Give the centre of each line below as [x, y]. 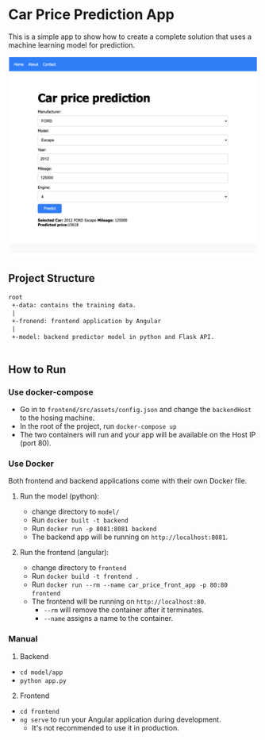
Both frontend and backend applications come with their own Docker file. [128, 481]
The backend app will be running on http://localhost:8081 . [130, 537]
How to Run [37, 370]
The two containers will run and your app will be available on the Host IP [138, 435]
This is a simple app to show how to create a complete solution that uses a [130, 37]
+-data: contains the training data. [74, 306]
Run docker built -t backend [80, 520]
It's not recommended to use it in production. [106, 727]
